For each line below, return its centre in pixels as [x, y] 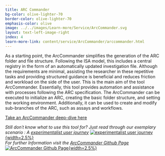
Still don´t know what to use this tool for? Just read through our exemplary [81, 127]
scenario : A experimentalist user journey [47, 132]
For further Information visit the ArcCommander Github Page [67, 143]
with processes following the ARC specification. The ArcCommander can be [82, 92]
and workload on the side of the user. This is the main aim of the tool [75, 82]
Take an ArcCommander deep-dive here [46, 117]
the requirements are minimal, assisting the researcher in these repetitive [80, 71]
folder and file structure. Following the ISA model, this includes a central [78, 61]
